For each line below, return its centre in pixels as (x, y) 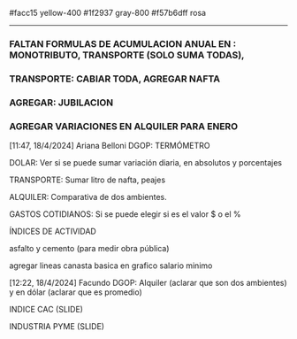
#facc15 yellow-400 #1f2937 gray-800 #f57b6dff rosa (107, 13)
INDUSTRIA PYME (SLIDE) (57, 327)
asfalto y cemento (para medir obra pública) (89, 249)
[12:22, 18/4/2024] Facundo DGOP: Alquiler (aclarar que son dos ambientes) (148, 283)
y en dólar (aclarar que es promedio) (76, 292)
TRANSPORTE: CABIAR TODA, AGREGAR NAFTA (115, 79)
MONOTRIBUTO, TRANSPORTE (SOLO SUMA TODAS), (127, 55)
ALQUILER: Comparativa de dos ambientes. (88, 197)
